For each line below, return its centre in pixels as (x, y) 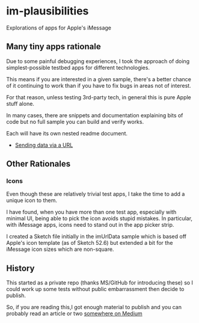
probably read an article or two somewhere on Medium (74, 313)
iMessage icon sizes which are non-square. (60, 249)
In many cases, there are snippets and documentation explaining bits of (95, 115)
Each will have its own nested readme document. (67, 133)
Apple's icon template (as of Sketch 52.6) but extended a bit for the (90, 243)
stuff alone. (20, 103)
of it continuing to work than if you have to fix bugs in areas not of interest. (99, 85)
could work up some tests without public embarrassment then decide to (95, 289)
